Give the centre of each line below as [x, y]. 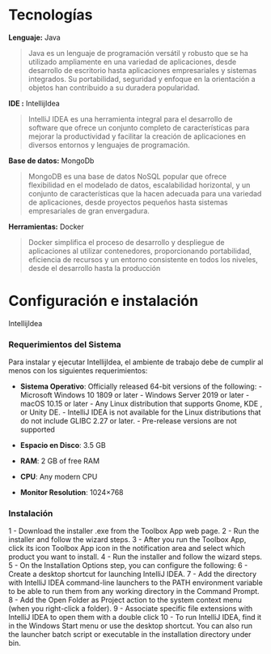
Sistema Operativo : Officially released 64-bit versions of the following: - [141, 386]
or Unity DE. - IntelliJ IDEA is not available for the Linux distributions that [140, 412]
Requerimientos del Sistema [65, 344]
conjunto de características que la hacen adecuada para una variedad [145, 193]
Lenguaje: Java [34, 37]
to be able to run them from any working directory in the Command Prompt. [134, 592]
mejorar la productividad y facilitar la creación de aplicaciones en [137, 136]
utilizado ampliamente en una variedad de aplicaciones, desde [132, 62]
